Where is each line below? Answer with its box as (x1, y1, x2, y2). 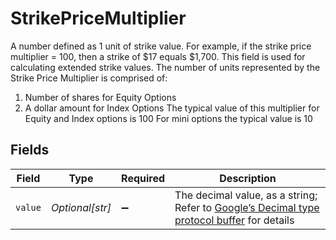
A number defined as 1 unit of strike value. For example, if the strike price (10, 40, 312, 52)
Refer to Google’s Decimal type (174, 200, 320, 214)
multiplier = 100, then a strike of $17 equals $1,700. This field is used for (10, 50, 306, 62)
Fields (10, 142, 50, 159)
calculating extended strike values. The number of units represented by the (10, 61, 321, 73)
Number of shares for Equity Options (24, 91, 177, 103)
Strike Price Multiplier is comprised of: (10, 72, 168, 84)
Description (219, 171, 277, 185)
